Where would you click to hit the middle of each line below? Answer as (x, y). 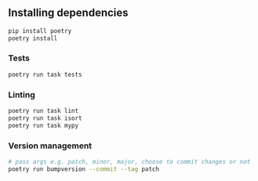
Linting (22, 95)
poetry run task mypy (44, 125)
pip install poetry (40, 31)
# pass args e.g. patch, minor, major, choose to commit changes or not (129, 161)
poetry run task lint (44, 111)
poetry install (33, 38)
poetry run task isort (45, 118)
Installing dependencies (68, 13)
